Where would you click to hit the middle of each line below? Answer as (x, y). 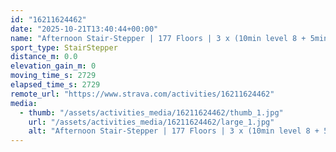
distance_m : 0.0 (44, 57)
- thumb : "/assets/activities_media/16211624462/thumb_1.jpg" (151, 112)
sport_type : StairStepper (64, 47)
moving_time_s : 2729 (53, 76)
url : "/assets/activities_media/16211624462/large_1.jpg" (151, 122)
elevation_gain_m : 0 (53, 66)
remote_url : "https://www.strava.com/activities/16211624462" (142, 94)
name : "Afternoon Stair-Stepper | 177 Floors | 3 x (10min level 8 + (158, 38)
